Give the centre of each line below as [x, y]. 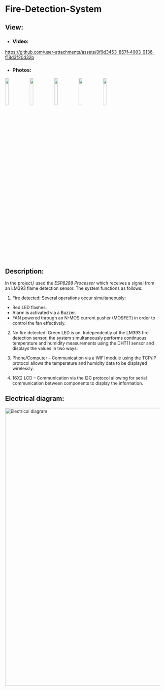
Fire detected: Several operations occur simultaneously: [69, 298]
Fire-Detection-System [53, 9]
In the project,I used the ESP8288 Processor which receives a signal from [80, 283]
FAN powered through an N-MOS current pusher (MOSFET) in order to [84, 318]
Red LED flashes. [30, 307]
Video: [20, 41]
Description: [25, 271]
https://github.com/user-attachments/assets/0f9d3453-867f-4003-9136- [80, 52]
